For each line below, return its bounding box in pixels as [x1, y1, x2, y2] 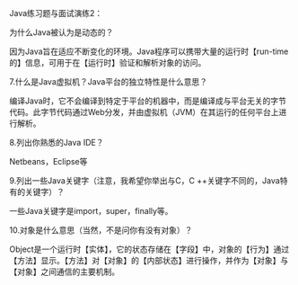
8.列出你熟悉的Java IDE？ [9, 138, 104, 147]
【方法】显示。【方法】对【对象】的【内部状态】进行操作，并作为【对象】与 [9, 255, 289, 265]
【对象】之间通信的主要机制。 [9, 266, 119, 277]
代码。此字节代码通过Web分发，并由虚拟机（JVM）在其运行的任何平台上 [9, 107, 280, 117]
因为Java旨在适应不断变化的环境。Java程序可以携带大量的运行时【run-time [9, 46, 289, 57]
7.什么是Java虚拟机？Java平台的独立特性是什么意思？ [9, 76, 208, 87]
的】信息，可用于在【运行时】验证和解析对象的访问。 [9, 58, 206, 67]
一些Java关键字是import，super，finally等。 [9, 206, 173, 216]
